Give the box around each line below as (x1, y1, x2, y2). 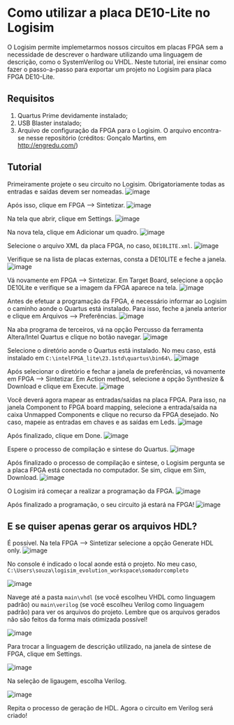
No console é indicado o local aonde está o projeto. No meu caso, (7, 560, 198, 569)
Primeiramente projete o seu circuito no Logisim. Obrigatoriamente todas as (7, 180, 226, 188)
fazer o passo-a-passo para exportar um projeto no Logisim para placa (7, 65, 212, 73)
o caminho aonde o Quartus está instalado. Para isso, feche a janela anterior (7, 304, 227, 312)
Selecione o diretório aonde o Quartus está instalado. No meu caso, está (7, 346, 217, 354)
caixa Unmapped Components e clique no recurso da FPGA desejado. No (7, 410, 219, 418)
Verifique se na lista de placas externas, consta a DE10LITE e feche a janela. (7, 255, 227, 263)
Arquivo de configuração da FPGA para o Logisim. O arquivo (17, 126, 192, 134)
